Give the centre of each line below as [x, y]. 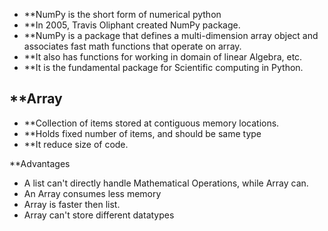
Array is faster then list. [72, 204]
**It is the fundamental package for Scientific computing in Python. [163, 67]
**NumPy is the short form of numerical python [122, 14]
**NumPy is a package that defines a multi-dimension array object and [171, 35]
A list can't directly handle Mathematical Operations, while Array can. [166, 183]
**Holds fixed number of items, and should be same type [142, 133]
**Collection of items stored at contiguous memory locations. [151, 123]
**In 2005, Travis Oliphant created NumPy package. [132, 25]
